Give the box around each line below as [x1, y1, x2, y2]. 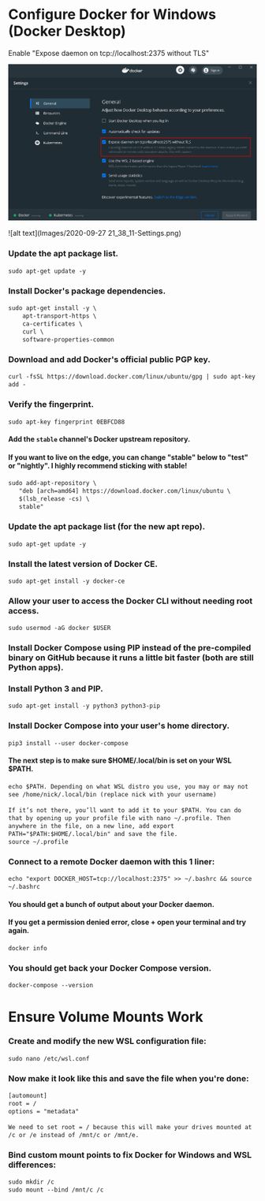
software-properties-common [22, 335, 114, 344]
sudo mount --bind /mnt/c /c [8, 1186, 104, 1194]
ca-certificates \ [22, 319, 83, 328]
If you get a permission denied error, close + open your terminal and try [8, 917, 247, 927]
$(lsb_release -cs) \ [18, 495, 90, 503]
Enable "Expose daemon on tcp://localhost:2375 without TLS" [8, 48, 210, 58]
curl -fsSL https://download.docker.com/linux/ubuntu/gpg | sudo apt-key [8, 373, 256, 381]
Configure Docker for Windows [8, 6, 217, 24]
